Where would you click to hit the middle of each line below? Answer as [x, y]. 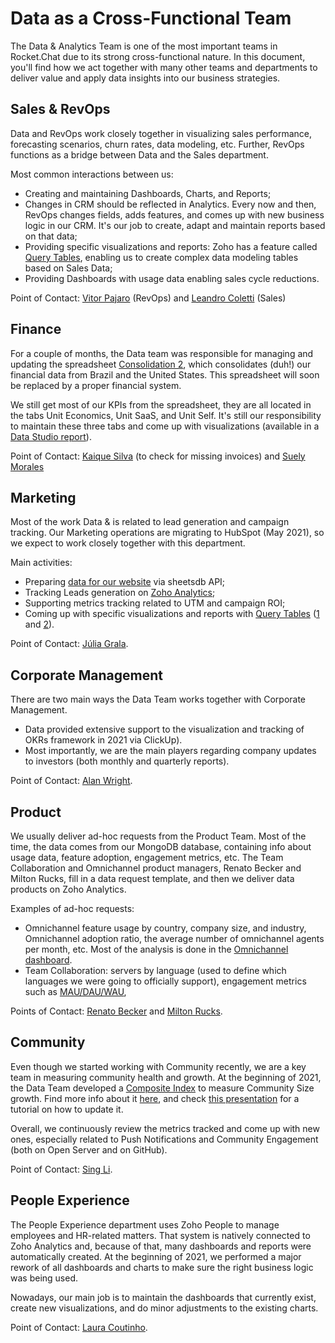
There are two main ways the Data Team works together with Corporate [158, 699]
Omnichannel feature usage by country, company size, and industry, [165, 928]
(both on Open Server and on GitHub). [89, 1149]
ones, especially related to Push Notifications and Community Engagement [164, 1139]
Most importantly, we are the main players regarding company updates [170, 751]
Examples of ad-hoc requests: [72, 908]
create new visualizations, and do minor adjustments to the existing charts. [164, 1308]
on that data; [51, 236]
